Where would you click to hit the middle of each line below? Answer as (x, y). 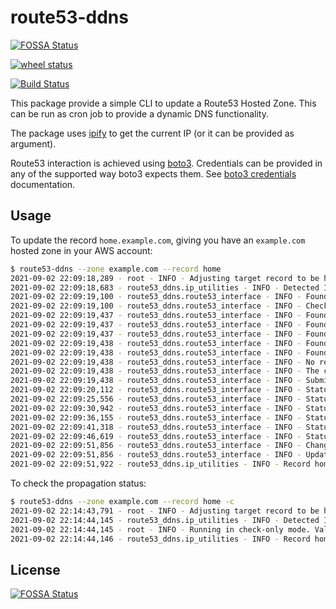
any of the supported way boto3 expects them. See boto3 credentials (153, 173)
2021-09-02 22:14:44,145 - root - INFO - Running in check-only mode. (160, 529)
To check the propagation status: (78, 483)
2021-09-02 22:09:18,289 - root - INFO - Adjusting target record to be (165, 278)
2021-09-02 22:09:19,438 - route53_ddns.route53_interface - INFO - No (162, 362)
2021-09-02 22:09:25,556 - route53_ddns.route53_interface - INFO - (156, 399)
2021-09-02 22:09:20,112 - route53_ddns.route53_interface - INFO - (156, 390)
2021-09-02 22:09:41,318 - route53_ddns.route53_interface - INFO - (156, 427)
